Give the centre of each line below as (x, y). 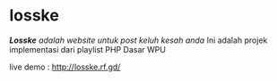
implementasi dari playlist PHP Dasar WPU (87, 49)
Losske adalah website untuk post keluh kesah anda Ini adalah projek (138, 40)
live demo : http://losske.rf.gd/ (65, 67)
